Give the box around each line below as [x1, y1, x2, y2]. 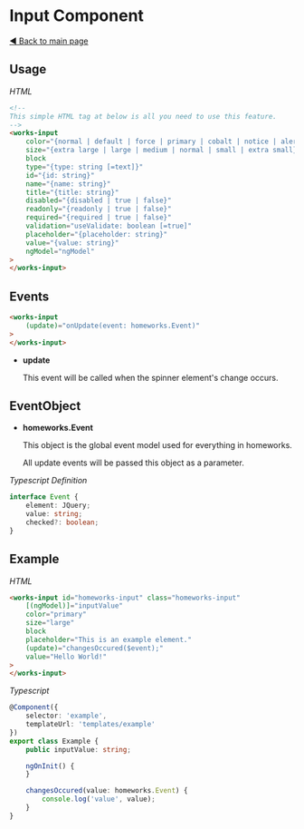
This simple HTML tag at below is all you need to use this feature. [9, 112, 278, 121]
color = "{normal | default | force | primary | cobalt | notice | [25, 137, 278, 146]
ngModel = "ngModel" [25, 247, 95, 256]
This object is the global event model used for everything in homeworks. [22, 440, 292, 451]
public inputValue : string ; [25, 745, 131, 754]
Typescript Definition [9, 475, 88, 486]
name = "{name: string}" [25, 179, 111, 189]
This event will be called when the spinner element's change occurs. [22, 372, 279, 383]
